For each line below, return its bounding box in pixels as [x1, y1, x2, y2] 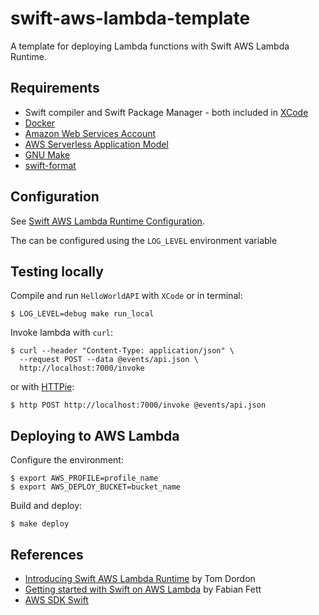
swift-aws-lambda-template [10, 7, 251, 30]
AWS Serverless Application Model [24, 138, 169, 150]
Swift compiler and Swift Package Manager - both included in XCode [24, 106, 309, 118]
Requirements [10, 80, 100, 97]
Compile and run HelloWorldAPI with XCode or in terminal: [10, 290, 243, 302]
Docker [24, 117, 56, 129]
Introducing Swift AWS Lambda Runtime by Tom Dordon [24, 573, 256, 584]
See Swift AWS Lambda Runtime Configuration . [10, 215, 205, 227]
